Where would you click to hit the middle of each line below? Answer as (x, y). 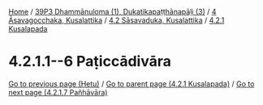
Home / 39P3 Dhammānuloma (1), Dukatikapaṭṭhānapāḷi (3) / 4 (112, 12)
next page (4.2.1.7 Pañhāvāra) (58, 92)
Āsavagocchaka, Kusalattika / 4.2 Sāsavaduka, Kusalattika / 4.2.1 (116, 20)
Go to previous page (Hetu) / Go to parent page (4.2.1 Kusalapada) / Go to (131, 83)
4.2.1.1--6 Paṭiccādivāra (90, 62)
